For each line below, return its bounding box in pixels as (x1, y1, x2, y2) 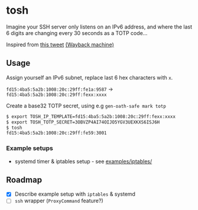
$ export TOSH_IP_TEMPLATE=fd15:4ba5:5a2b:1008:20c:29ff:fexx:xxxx (6, 113, 176, 119)
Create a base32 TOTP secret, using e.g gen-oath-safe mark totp (6, 102, 167, 109)
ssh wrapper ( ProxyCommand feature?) (14, 197, 103, 205)
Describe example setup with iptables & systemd (14, 190, 136, 198)
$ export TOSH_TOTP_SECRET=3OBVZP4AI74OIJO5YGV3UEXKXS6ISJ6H (6, 119, 160, 125)
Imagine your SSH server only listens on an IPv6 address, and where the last (6, 23, 193, 30)
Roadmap (6, 174, 43, 184)
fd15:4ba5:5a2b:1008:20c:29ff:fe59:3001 (6, 130, 108, 136)
